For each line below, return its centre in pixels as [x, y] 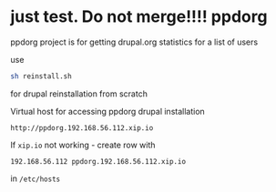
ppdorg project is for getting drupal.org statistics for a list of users [134, 42]
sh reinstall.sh [41, 76]
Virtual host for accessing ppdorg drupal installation [108, 111]
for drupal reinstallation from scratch [79, 94]
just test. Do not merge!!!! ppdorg [139, 17]
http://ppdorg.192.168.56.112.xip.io [82, 128]
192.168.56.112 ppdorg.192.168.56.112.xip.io [98, 161]
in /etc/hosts [36, 178]
